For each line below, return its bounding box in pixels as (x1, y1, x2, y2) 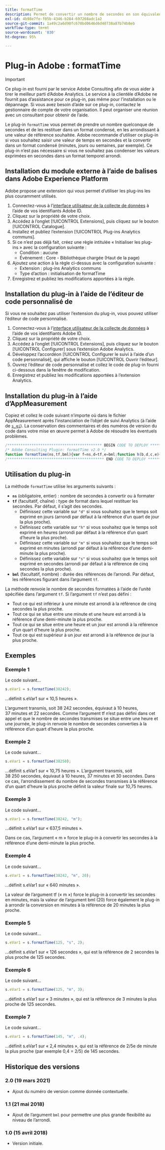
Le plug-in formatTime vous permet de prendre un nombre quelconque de (5, 121, 154, 127)
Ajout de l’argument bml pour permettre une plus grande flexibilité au (12, 1112, 151, 1118)
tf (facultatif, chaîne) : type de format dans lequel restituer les (12, 498, 138, 504)
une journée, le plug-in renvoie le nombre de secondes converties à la (5, 721, 147, 727)
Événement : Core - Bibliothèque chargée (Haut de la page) (19, 255, 140, 260)
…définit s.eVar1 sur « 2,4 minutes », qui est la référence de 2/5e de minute (5, 1043, 157, 1049)
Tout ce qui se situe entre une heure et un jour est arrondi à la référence (12, 621, 158, 627)
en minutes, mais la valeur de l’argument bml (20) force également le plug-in (5, 896, 160, 902)
